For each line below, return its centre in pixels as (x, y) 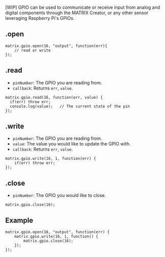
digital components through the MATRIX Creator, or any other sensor (77, 13)
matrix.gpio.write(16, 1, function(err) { (51, 159)
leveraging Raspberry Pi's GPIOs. (40, 18)
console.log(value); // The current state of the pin (70, 106)
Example (19, 220)
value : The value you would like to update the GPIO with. (71, 144)
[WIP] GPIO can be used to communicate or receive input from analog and (83, 7)
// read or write (33, 50)
